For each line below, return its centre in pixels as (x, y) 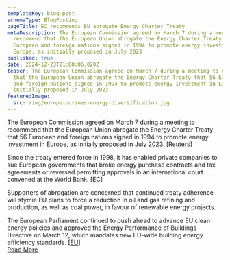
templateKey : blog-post (41, 13)
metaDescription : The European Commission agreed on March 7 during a (110, 33)
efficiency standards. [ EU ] (44, 242)
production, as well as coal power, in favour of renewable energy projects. (112, 207)
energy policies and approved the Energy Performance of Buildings (102, 228)
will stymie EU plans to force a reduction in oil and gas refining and (101, 200)
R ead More (23, 249)
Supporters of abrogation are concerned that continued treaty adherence (111, 192)
